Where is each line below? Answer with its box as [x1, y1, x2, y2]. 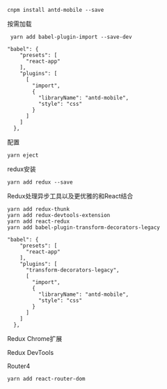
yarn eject [7, 152, 39, 159]
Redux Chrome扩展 [7, 335, 63, 342]
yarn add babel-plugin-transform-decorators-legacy [7, 224, 160, 231]
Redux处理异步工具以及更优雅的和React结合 [7, 192, 134, 200]
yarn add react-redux [7, 218, 70, 225]
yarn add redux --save [7, 179, 73, 186]
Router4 [7, 362, 31, 370]
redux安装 [7, 165, 36, 173]
